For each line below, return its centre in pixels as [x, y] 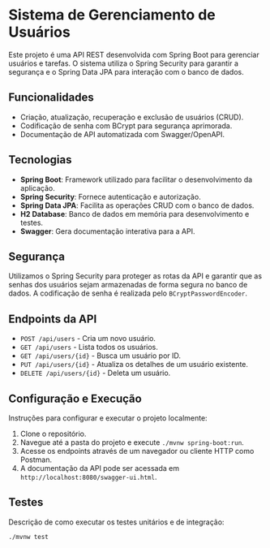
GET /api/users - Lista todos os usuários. [89, 347]
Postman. [36, 460]
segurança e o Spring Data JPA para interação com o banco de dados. [126, 71]
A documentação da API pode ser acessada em [100, 468]
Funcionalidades [51, 98]
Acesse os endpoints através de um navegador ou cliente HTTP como [137, 451]
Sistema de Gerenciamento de [112, 15]
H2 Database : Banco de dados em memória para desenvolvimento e [135, 214]
